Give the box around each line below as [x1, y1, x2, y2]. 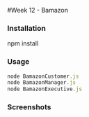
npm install [7, 39, 39, 48]
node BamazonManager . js [7, 79, 76, 86]
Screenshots [7, 102, 51, 112]
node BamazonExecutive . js [7, 85, 82, 93]
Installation [7, 23, 47, 33]
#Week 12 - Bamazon [7, 6, 68, 14]
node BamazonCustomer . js [7, 73, 79, 80]
